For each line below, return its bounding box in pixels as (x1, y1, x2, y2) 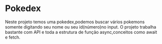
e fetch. (5, 34, 20, 40)
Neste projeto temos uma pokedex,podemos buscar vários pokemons (5, 19, 145, 25)
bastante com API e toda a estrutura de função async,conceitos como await (5, 29, 157, 35)
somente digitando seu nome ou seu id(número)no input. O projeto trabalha (5, 24, 157, 29)
